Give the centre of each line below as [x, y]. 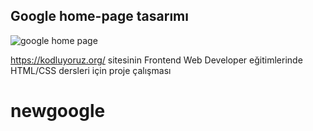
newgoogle [58, 111]
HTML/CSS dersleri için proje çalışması [91, 70]
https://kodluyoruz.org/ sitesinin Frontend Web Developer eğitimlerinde [156, 60]
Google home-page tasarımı [99, 16]
